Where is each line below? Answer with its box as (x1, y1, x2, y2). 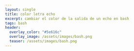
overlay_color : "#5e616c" (9, 30, 62, 34)
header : (5, 25, 21, 30)
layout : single (5, 7, 36, 12)
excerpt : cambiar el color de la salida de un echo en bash (5, 16, 130, 21)
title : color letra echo (5, 12, 55, 17)
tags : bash (5, 20, 27, 26)
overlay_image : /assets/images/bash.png (9, 34, 92, 39)
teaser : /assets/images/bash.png (9, 39, 77, 44)
